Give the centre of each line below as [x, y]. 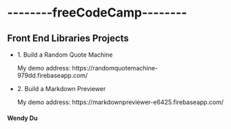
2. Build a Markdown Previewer [61, 89]
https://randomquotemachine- [115, 68]
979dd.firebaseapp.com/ [52, 75]
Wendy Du [22, 118]
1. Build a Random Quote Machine [65, 54]
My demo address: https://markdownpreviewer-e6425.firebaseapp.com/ [120, 102]
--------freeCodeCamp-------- [97, 13]
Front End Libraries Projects [68, 38]
